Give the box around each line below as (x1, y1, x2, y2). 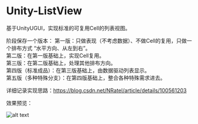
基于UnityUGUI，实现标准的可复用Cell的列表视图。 (6, 24, 131, 31)
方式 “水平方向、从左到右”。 (21, 44, 91, 52)
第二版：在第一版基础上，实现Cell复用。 (6, 52, 105, 59)
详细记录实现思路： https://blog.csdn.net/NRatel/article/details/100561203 (6, 87, 187, 94)
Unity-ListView (6, 4, 82, 18)
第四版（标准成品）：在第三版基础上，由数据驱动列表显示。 (6, 66, 150, 74)
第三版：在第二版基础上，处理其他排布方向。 (6, 59, 116, 66)
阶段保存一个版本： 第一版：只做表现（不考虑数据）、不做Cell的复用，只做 (6, 37, 187, 44)
